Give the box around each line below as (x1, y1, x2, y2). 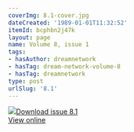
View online (8, 115, 46, 125)
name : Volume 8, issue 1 (8, 41, 89, 49)
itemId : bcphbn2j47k (8, 26, 76, 34)
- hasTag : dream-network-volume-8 (8, 63, 121, 71)
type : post (8, 77, 44, 85)
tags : (8, 48, 26, 56)
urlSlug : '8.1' (8, 84, 58, 93)
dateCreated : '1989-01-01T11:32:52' (8, 19, 128, 27)
